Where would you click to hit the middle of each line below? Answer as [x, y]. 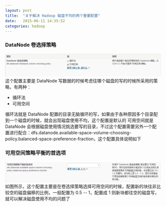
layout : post [19, 10]
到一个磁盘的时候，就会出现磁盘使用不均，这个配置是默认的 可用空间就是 [79, 121]
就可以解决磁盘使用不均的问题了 [38, 199]
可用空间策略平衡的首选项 [36, 153]
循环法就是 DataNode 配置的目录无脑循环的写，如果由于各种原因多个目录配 [82, 114]
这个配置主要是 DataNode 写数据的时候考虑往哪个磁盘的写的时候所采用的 [80, 81]
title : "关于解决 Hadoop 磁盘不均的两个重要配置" [53, 16]
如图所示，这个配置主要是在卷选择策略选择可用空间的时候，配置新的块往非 [81, 186]
